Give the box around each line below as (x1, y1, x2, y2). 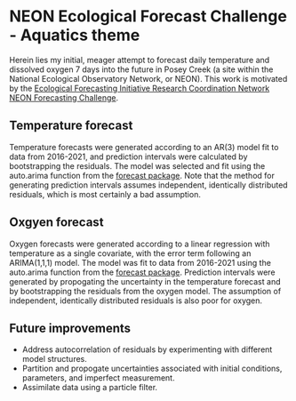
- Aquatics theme (9, 25, 140, 45)
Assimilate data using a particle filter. (21, 382, 158, 393)
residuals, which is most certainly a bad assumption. (9, 188, 202, 199)
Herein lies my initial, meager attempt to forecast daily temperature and (9, 54, 270, 65)
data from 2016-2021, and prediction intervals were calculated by (9, 151, 248, 162)
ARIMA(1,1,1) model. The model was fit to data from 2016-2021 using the (9, 257, 271, 268)
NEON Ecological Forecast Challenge (9, 6, 287, 27)
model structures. (21, 354, 87, 365)
